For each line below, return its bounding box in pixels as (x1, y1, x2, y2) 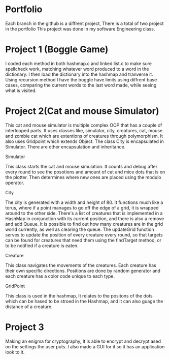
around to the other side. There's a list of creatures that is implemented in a (5, 210, 163, 216)
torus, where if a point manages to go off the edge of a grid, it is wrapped (5, 204, 159, 211)
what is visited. (5, 87, 37, 94)
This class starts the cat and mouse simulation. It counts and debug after (5, 163, 158, 169)
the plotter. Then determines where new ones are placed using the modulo (5, 174, 161, 180)
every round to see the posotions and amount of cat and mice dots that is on (5, 169, 165, 175)
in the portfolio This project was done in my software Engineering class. (5, 25, 155, 32)
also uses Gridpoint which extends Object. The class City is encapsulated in (5, 138, 164, 144)
